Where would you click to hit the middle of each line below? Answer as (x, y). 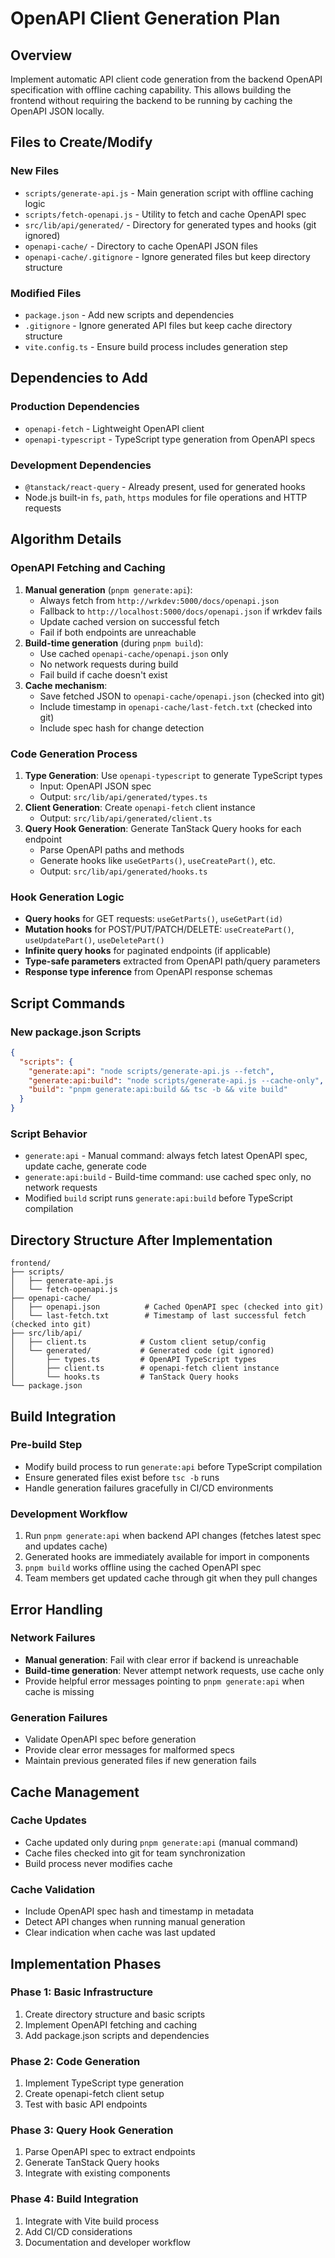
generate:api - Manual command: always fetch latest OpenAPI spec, (166, 1156)
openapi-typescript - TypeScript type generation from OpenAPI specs (170, 439)
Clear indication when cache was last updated (120, 1933)
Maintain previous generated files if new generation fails (140, 1761)
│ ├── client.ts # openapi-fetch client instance (145, 1368)
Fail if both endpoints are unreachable (118, 632)
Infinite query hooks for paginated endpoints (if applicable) (148, 951)
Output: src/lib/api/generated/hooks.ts (123, 871)
